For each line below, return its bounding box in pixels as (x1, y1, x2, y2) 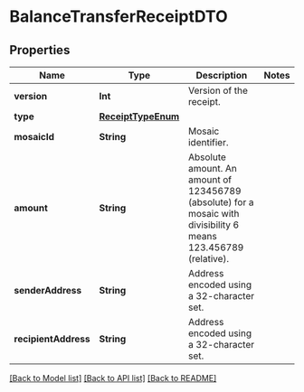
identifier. (188, 136, 229, 148)
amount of (188, 173, 233, 186)
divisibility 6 (188, 219, 240, 231)
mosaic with (188, 208, 240, 219)
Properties (9, 42, 71, 58)
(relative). (188, 253, 230, 265)
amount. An (188, 163, 238, 174)
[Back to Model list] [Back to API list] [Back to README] (9, 373, 217, 383)
